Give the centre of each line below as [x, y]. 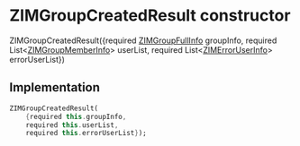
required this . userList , [72, 125]
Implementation [55, 87]
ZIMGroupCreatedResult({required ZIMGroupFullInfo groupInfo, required [143, 40]
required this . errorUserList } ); [86, 133]
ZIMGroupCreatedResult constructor [150, 16]
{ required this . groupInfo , [76, 116]
